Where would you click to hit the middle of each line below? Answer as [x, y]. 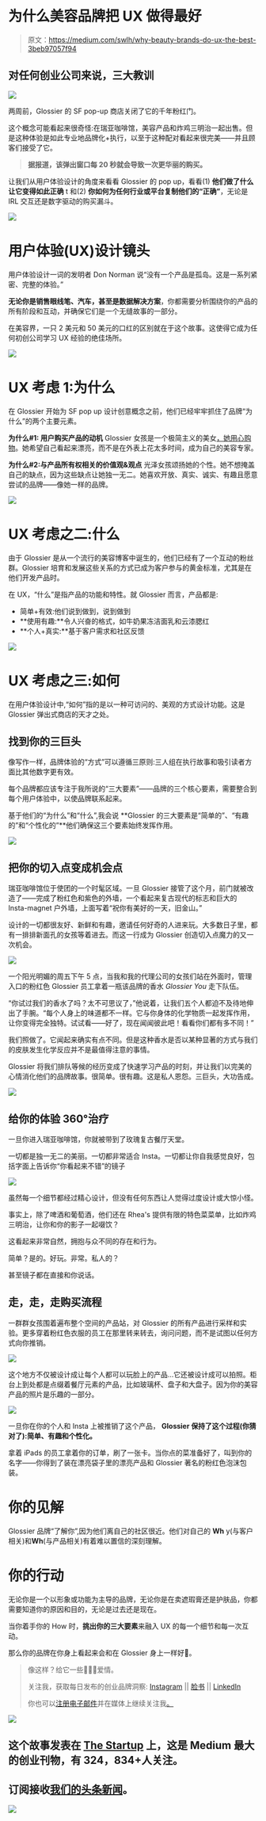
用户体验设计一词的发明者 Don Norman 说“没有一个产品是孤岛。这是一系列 [129, 274]
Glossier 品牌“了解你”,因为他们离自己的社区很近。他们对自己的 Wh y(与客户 [131, 1531]
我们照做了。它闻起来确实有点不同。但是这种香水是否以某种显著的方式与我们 [133, 1040]
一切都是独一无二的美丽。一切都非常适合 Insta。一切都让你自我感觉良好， [128, 1156]
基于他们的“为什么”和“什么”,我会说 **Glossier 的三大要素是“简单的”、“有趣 [129, 815]
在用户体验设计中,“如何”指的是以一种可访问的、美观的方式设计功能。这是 [127, 704]
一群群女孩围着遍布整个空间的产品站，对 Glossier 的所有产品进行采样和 [124, 1323]
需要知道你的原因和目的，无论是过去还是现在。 [84, 1609]
